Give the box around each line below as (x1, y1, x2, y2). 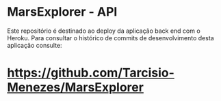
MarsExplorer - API (7, 4, 118, 20)
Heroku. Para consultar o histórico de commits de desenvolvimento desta (7, 33, 214, 42)
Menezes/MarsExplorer (7, 80, 144, 96)
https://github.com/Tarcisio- (7, 66, 174, 81)
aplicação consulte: (7, 41, 63, 49)
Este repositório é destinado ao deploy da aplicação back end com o (7, 27, 200, 35)
